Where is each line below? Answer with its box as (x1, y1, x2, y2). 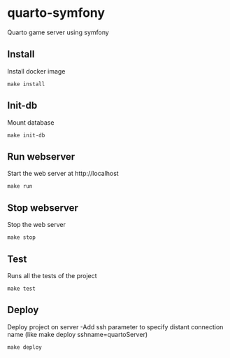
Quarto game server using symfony (7, 28, 110, 36)
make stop (7, 234, 36, 241)
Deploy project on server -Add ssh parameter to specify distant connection (7, 322, 224, 331)
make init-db (7, 132, 45, 139)
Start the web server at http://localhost (7, 170, 119, 178)
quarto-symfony (7, 5, 106, 21)
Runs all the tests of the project (7, 272, 97, 280)
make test (7, 285, 36, 292)
